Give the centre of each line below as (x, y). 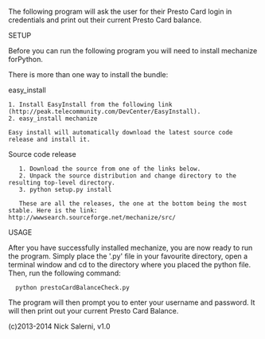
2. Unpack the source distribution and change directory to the (128, 176)
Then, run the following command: (64, 273)
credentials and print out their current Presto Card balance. (105, 20)
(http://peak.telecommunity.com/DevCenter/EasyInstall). (105, 111)
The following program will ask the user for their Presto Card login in (120, 12)
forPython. (26, 59)
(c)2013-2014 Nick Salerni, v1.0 (59, 326)
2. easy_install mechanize (53, 119)
